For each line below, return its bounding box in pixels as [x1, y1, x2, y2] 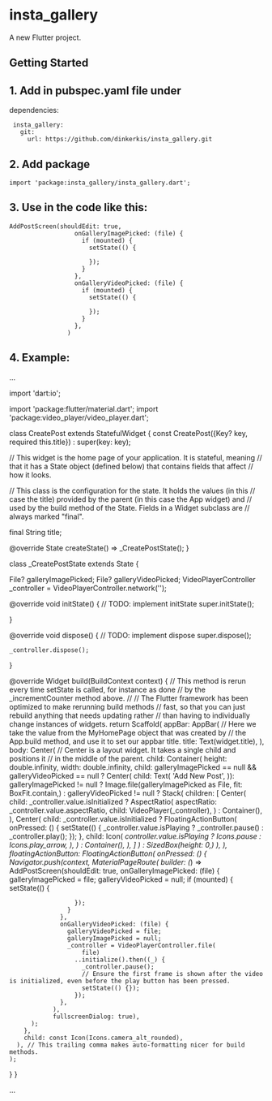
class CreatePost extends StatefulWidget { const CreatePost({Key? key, [9, 428, 248, 438]
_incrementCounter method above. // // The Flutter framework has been [9, 693, 249, 703]
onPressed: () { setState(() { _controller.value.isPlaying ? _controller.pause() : [9, 823, 264, 832]
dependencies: [9, 106, 59, 115]
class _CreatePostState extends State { [9, 559, 139, 568]
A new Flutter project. [9, 32, 82, 42]
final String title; [9, 527, 62, 537]
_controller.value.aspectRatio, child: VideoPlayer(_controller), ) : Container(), [9, 805, 262, 815]
